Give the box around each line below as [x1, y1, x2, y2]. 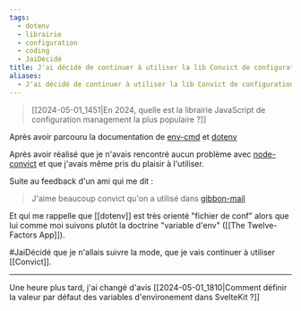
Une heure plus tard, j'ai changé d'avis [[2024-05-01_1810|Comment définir [9, 281, 288, 292]
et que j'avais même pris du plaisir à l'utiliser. [39, 158, 204, 168]
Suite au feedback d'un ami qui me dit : [9, 176, 154, 186]
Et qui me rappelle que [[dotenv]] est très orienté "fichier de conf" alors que [9, 210, 289, 220]
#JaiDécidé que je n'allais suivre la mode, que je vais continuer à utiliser [9, 246, 276, 257]
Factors [9, 229, 38, 240]
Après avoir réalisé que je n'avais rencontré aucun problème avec [9, 149, 252, 160]
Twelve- [246, 220, 278, 230]
